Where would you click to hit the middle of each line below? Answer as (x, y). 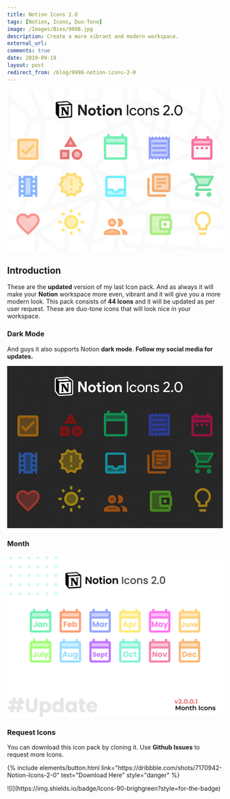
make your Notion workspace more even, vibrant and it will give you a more (114, 294)
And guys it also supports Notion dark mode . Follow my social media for (110, 349)
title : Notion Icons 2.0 (42, 14)
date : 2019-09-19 (32, 58)
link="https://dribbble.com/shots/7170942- (162, 768)
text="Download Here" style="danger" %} (120, 775)
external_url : (27, 44)
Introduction (34, 271)
